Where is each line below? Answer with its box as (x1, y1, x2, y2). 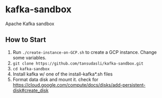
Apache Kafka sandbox (5, 21, 55, 27)
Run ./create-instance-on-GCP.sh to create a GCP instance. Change (12, 49, 157, 55)
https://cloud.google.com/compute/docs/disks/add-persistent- (12, 82, 146, 88)
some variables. (12, 54, 47, 61)
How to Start (5, 35, 46, 44)
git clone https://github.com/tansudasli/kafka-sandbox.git (12, 61, 144, 66)
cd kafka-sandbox (12, 66, 50, 71)
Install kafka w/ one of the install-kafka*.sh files (12, 71, 113, 77)
